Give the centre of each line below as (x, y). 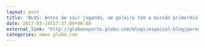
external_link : (26, 29)
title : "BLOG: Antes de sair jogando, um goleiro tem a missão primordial (103, 18)
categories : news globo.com (42, 35)
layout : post (23, 12)
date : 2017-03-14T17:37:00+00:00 (49, 23)
